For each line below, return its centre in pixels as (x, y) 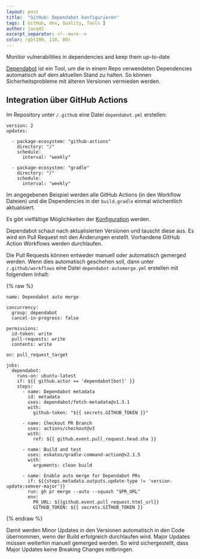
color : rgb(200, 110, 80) (38, 40)
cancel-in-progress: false (45, 318)
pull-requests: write (39, 339)
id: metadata (44, 397)
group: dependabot (35, 313)
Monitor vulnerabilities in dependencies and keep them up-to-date (88, 57)
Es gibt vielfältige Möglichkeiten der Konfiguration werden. (78, 219)
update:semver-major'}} (36, 486)
